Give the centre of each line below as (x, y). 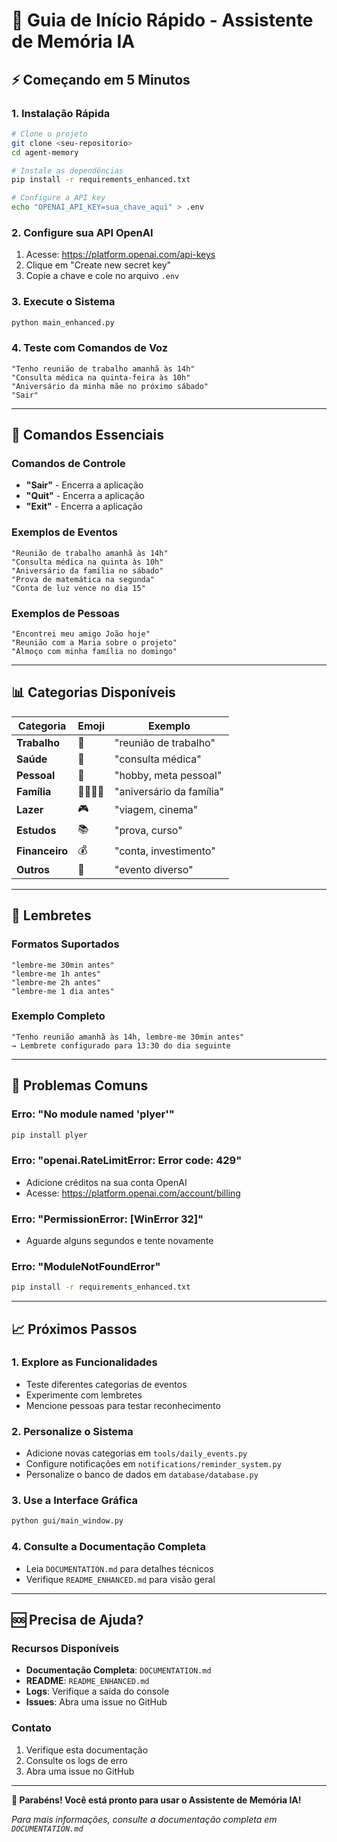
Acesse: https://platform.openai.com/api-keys (120, 255)
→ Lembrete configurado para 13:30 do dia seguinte (121, 1045)
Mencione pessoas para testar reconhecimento (123, 1405)
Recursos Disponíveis (65, 1648)
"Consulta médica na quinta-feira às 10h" (101, 377)
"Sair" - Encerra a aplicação (84, 485)
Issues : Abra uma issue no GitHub (96, 1702)
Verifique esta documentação (87, 1750)
